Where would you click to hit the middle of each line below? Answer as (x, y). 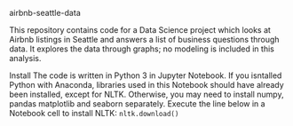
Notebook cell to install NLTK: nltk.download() (94, 113)
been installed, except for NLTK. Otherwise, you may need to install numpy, (146, 94)
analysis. (25, 58)
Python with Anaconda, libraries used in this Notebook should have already (146, 85)
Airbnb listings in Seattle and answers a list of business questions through (144, 39)
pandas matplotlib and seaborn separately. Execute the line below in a (137, 104)
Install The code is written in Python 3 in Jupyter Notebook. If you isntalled (146, 75)
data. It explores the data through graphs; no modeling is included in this (142, 49)
